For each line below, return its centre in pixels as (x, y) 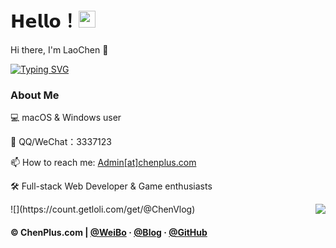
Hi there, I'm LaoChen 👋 (59, 49)
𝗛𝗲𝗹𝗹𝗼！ (44, 21)
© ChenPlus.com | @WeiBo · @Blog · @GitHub (109, 232)
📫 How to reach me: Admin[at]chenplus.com (103, 163)
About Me (35, 95)
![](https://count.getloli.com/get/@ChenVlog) (103, 209)
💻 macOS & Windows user (66, 118)
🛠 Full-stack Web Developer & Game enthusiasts (111, 186)
